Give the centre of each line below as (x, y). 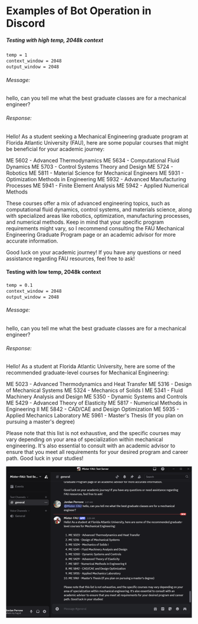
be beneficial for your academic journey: (55, 149)
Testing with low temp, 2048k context (54, 272)
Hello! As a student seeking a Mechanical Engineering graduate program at (97, 136)
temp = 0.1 (19, 285)
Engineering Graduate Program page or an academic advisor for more (91, 234)
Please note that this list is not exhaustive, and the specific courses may (93, 433)
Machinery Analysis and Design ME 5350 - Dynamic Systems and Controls (97, 397)
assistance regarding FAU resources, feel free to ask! (70, 259)
